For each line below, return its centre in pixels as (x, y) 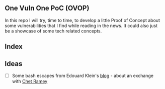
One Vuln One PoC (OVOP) (47, 8)
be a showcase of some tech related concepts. (53, 31)
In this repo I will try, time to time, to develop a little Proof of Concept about (82, 20)
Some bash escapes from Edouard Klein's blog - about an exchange (83, 76)
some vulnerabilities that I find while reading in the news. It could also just (81, 25)
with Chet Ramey (30, 81)
